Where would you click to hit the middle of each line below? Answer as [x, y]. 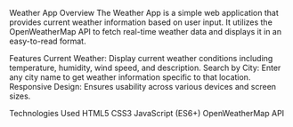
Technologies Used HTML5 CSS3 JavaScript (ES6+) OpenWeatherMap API [147, 113]
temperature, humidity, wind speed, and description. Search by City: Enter [145, 67]
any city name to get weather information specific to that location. [130, 77]
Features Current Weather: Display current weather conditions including [141, 58]
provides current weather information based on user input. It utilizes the [141, 22]
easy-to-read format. [48, 41]
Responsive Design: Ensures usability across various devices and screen [143, 87]
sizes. [20, 96]
